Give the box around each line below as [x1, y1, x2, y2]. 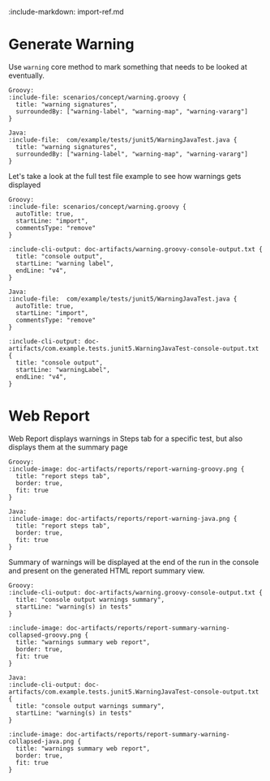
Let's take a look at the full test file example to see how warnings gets [8, 171, 242, 181]
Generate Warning [8, 36, 135, 53]
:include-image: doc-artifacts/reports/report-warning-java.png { [8, 514, 238, 523]
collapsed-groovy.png [8, 631, 82, 639]
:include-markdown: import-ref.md [8, 7, 124, 16]
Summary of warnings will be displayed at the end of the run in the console [8, 557, 259, 566]
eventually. [8, 70, 45, 80]
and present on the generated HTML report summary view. [8, 565, 205, 575]
